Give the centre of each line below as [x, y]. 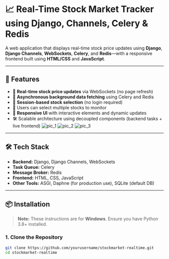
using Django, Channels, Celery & [77, 23]
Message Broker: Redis [37, 172]
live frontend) [26, 125]
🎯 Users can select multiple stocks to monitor [59, 107]
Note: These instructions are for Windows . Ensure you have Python [88, 219]
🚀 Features [22, 79]
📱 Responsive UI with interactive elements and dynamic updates [79, 113]
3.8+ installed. [32, 224]
